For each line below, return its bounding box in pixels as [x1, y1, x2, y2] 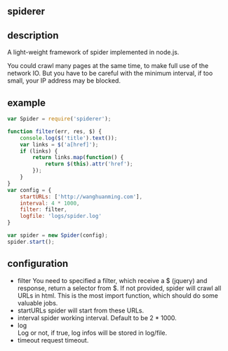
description [7, 29, 59, 41]
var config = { [7, 186, 52, 193]
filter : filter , [20, 206, 68, 213]
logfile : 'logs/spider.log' [20, 213, 102, 220]
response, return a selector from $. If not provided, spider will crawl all [17, 284, 222, 292]
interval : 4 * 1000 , [20, 200, 80, 207]
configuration [7, 258, 69, 270]
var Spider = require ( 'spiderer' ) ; [7, 116, 112, 123]
